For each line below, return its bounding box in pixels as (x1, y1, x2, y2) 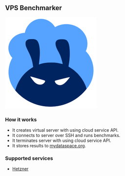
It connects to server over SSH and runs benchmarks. (12, 133, 121, 138)
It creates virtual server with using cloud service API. (12, 127, 119, 133)
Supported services (5, 155, 53, 162)
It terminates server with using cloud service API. (12, 137, 111, 143)
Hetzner (12, 166, 29, 172)
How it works (5, 116, 37, 123)
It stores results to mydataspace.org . (12, 143, 86, 149)
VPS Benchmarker (5, 4, 62, 12)
